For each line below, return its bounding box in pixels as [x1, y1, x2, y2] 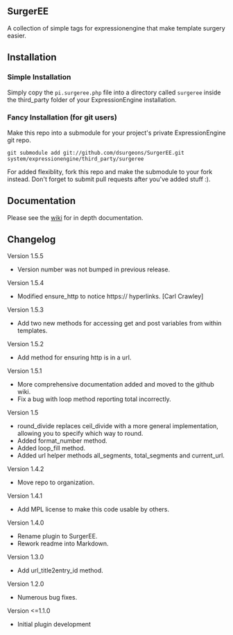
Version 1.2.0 [7, 579, 44, 589]
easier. [7, 31, 26, 40]
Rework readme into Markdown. [17, 539, 109, 548]
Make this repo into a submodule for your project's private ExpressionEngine [7, 128, 226, 137]
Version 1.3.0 [7, 553, 44, 561]
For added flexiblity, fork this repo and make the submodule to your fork [7, 167, 213, 176]
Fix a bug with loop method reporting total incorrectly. [17, 395, 171, 403]
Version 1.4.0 [7, 518, 44, 527]
